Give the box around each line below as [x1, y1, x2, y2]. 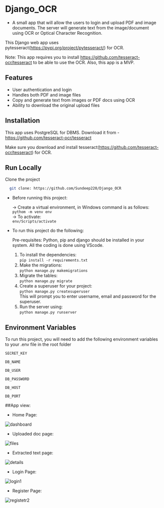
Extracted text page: [12, 450, 54, 456]
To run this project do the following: [12, 228, 84, 234]
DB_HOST [5, 386, 21, 390]
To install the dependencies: [19, 252, 77, 258]
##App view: [5, 403, 31, 409]
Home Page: [12, 412, 38, 418]
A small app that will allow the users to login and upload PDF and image [12, 20, 157, 25]
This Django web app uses [5, 39, 59, 45]
